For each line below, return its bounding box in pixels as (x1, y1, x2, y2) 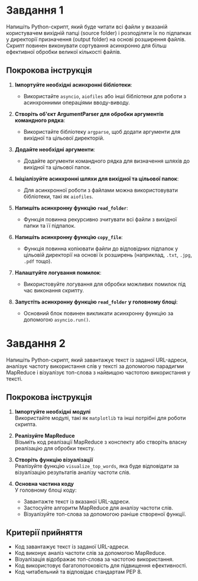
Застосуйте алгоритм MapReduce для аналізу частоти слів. (23, 504, 173, 511)
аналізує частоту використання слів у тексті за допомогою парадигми (6, 362, 184, 370)
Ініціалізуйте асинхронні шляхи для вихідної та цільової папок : (14, 175, 179, 182)
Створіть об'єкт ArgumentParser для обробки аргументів (14, 110, 164, 117)
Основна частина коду (14, 480, 74, 487)
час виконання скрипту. (23, 286, 85, 293)
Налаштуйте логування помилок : (14, 269, 102, 276)
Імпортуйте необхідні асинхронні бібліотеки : (14, 81, 132, 88)
